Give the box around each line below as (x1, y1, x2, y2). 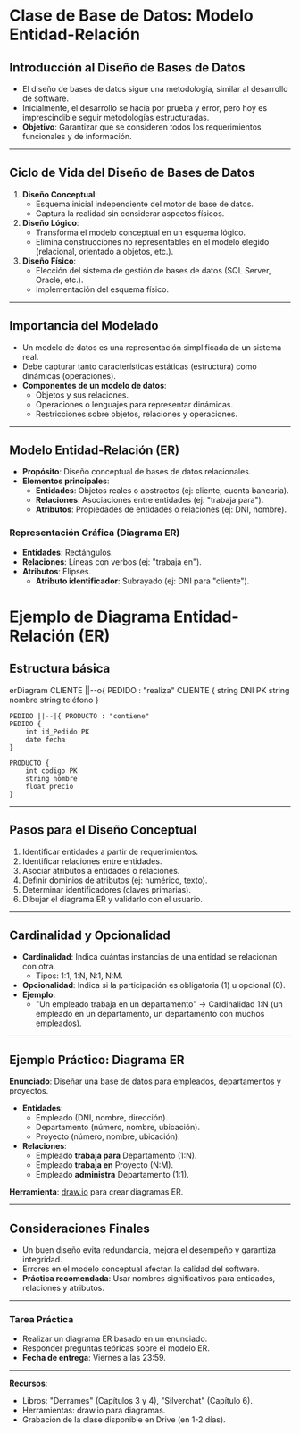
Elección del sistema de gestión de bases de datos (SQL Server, (35, 264, 271, 275)
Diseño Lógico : (21, 217, 79, 228)
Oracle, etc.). (35, 274, 84, 285)
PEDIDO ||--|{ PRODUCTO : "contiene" (9, 711, 150, 720)
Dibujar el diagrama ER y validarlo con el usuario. (21, 893, 204, 904)
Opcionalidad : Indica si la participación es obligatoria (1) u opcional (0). (21, 980, 286, 991)
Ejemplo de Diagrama (9, 607, 171, 626)
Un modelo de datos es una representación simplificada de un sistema (21, 341, 282, 353)
